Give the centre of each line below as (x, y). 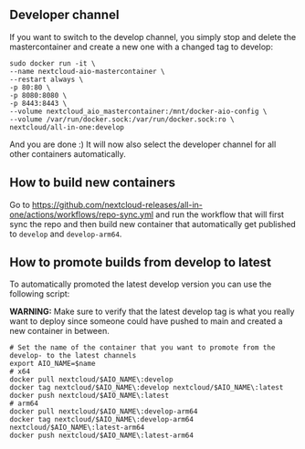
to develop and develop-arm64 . (66, 234)
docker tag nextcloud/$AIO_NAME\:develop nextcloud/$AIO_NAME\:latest (147, 388)
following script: (40, 294)
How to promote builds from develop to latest (141, 262)
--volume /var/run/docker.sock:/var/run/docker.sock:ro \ (122, 119)
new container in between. (59, 331)
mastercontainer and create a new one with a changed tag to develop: (142, 47)
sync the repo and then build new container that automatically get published (153, 224)
